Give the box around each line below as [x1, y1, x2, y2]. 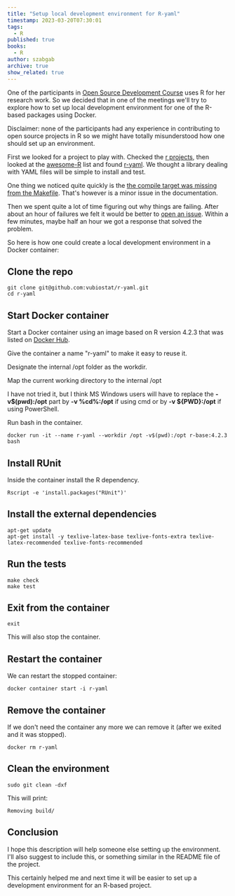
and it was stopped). [7, 731, 67, 738]
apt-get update [7, 527, 52, 534]
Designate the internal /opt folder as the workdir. [7, 362, 147, 372]
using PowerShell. [7, 405, 60, 414]
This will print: [7, 794, 48, 802]
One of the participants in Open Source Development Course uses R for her [7, 88, 226, 97]
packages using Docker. [27, 110, 97, 119]
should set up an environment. [7, 139, 95, 147]
